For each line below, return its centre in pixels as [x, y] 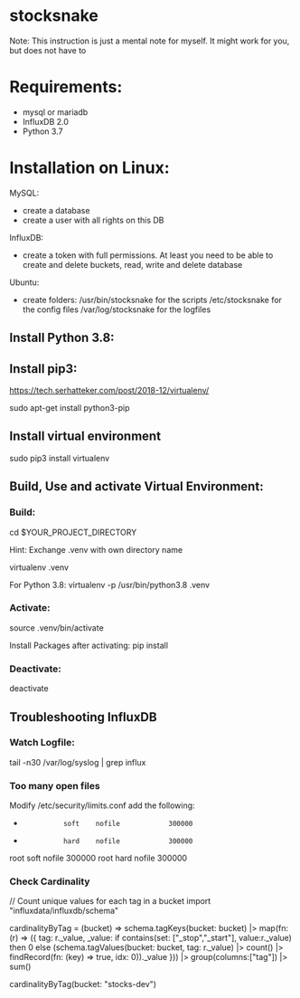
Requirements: [66, 87]
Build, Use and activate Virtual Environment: [136, 486]
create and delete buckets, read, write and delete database [132, 264]
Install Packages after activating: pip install [89, 645]
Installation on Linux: [89, 168]
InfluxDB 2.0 [46, 121]
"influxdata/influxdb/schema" [64, 911]
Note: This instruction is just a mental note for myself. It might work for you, [150, 41]
